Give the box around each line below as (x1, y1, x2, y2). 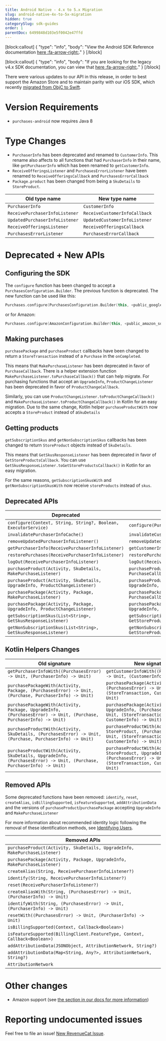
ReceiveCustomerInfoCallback (83, 210, 152, 216)
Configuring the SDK (5, 269, 71, 278)
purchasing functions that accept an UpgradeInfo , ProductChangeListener (5, 379, 153, 385)
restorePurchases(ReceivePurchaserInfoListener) (7, 552, 124, 558)
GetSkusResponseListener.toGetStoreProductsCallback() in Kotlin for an (5, 462, 151, 468)
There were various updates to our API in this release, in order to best (5, 74, 147, 79)
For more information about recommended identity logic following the (5, 819, 147, 825)
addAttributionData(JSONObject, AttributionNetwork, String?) (7, 943, 157, 948)
